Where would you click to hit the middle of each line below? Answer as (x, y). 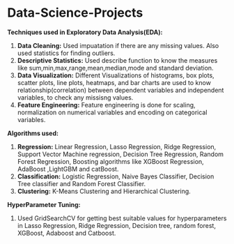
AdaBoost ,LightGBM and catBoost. (68, 169)
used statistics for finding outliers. (66, 53)
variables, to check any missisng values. (75, 97)
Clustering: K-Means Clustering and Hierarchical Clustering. (104, 191)
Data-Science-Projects (75, 13)
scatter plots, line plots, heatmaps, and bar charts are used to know (114, 82)
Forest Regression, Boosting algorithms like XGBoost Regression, (110, 161)
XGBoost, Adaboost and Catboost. (67, 233)
